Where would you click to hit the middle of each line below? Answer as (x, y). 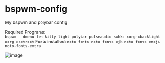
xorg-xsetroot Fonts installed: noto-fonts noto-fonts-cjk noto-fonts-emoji (82, 41)
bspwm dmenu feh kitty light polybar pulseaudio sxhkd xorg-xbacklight (83, 37)
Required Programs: (25, 32)
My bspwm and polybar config (36, 22)
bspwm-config (36, 9)
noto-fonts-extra (23, 46)
